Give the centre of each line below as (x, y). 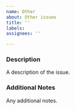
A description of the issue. (38, 72)
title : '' (18, 22)
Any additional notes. (32, 101)
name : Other (21, 12)
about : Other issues (32, 17)
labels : (16, 28)
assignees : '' (24, 34)
